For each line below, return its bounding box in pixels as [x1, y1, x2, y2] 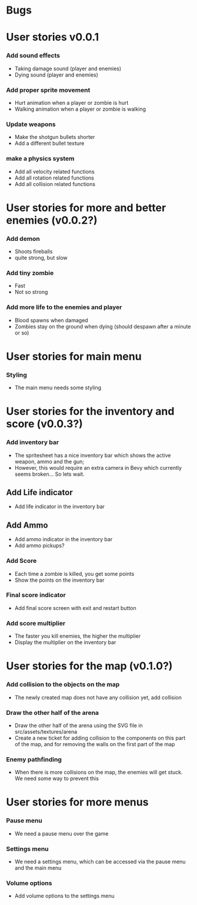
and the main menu [14, 864, 62, 871]
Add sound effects [6, 51, 61, 59]
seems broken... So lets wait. [14, 470, 85, 478]
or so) [14, 329, 29, 336]
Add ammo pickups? [14, 542, 65, 549]
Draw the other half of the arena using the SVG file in [14, 722, 143, 729]
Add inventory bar [6, 438, 59, 446]
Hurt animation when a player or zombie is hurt [14, 99, 129, 106]
